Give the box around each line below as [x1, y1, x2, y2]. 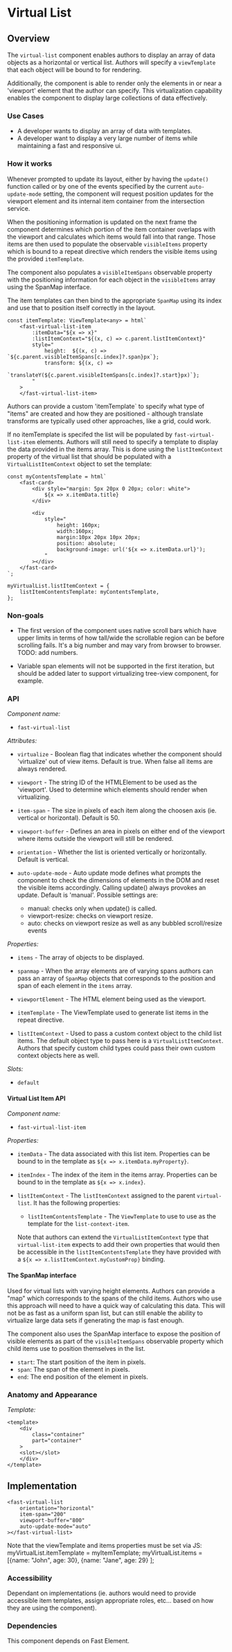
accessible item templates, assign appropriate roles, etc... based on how [7, 1596, 214, 1604]
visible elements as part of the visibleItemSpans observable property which [7, 1337, 224, 1345]
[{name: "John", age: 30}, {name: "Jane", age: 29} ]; [7, 1556, 154, 1564]
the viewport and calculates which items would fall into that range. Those [7, 232, 216, 241]
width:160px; [56, 527, 95, 535]
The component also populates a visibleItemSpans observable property [7, 268, 213, 276]
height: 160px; [56, 522, 100, 529]
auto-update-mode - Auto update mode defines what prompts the [17, 869, 202, 877]
